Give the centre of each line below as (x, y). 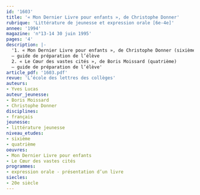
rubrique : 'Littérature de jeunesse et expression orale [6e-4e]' (90, 23)
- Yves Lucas (22, 89)
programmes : (21, 166)
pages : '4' (20, 39)
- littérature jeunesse (36, 128)
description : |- (26, 45)
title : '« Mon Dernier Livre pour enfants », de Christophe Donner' (93, 17)
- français (20, 117)
